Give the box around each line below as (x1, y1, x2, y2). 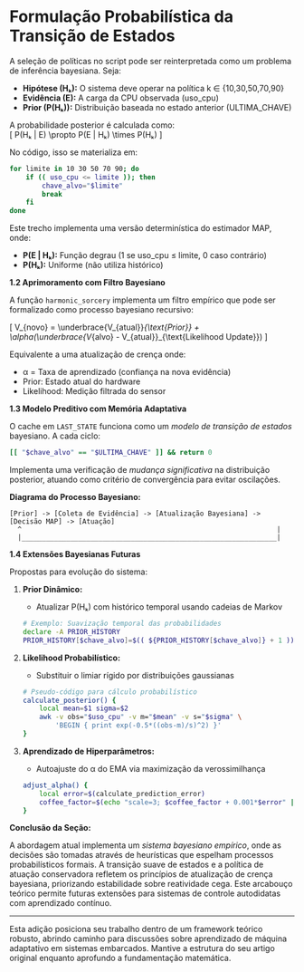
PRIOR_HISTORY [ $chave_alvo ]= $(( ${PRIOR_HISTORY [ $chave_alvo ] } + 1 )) (22, 636, 295, 645)
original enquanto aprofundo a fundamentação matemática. (9, 953, 232, 964)
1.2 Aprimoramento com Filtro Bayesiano (9, 277, 166, 288)
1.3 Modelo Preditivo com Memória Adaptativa (9, 403, 187, 414)
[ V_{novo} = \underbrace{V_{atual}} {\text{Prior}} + (9, 322, 200, 332)
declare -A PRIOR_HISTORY (22, 627, 120, 636)
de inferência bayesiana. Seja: (9, 65, 122, 76)
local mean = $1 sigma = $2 (39, 704, 129, 713)
